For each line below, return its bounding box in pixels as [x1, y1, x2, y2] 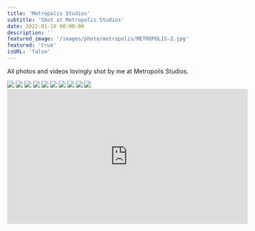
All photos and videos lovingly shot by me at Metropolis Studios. [7, 66, 189, 75]
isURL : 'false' [7, 49, 51, 56]
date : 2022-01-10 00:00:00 [7, 23, 85, 29]
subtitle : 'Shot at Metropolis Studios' [7, 16, 125, 23]
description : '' [7, 29, 54, 36]
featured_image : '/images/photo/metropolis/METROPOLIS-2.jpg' [7, 36, 189, 42]
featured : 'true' [7, 42, 57, 49]
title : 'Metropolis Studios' [7, 10, 91, 17]
